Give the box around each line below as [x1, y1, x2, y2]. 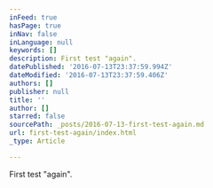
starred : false [9, 112, 66, 121]
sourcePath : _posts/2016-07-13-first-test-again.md [9, 121, 204, 129]
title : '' [9, 95, 46, 105]
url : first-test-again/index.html [9, 129, 138, 137]
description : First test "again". [9, 54, 138, 63]
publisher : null [9, 87, 69, 96]
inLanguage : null [9, 37, 74, 47]
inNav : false [9, 29, 58, 38]
